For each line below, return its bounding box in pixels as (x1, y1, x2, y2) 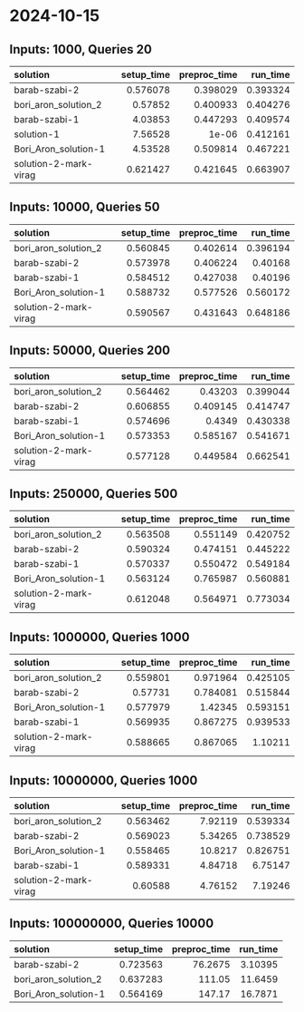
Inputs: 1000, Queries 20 (9, 42, 152, 57)
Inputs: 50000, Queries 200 (9, 343, 171, 358)
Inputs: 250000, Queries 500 (9, 486, 178, 501)
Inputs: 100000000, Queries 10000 (9, 916, 214, 931)
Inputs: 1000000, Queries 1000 (9, 629, 190, 645)
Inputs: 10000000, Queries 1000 (9, 773, 198, 788)
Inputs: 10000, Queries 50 (9, 199, 160, 215)
